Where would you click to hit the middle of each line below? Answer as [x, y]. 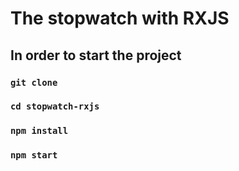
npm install [39, 131]
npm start [34, 155]
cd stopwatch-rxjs [55, 106]
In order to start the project [96, 55]
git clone [34, 82]
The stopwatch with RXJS [120, 18]
